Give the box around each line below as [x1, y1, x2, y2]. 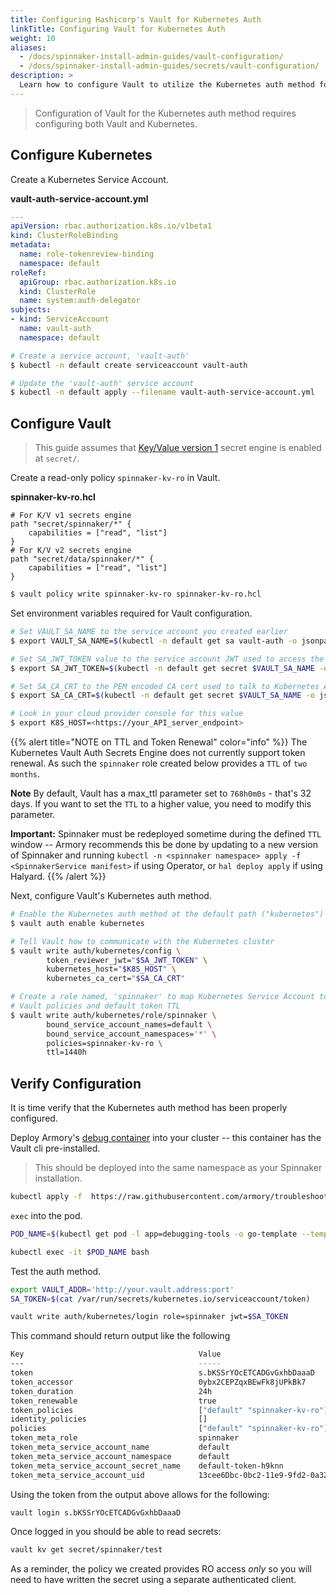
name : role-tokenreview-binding [19, 249, 155, 260]
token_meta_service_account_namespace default [10, 1451, 230, 1461]
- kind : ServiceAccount [10, 314, 110, 325]
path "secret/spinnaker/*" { [10, 519, 132, 530]
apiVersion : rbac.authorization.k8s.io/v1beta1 [10, 221, 213, 231]
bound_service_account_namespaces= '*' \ [46, 1029, 217, 1039]
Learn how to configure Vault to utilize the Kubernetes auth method [19, 80, 315, 90]
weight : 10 [10, 33, 56, 43]
